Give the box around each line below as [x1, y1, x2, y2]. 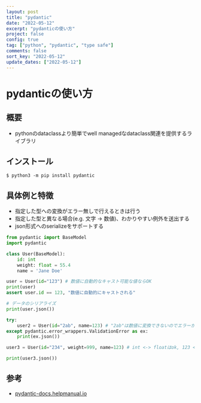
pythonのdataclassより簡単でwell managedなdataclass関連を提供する [14, 130, 187, 137]
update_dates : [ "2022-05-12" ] [6, 59, 82, 65]
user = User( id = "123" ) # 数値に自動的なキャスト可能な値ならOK [6, 279, 152, 285]
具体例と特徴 [6, 190, 54, 201]
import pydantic [6, 240, 47, 246]
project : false [6, 31, 44, 37]
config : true [6, 37, 39, 43]
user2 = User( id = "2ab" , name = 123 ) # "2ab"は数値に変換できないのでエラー [17, 323, 191, 329]
